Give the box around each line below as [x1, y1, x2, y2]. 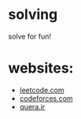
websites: [8, 59, 74, 77]
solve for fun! [8, 32, 52, 41]
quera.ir [19, 102, 46, 111]
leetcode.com [19, 85, 64, 95]
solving [8, 6, 58, 24]
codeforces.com [19, 93, 73, 103]
